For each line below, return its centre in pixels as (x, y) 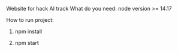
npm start (27, 43)
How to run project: (30, 20)
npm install (28, 31)
